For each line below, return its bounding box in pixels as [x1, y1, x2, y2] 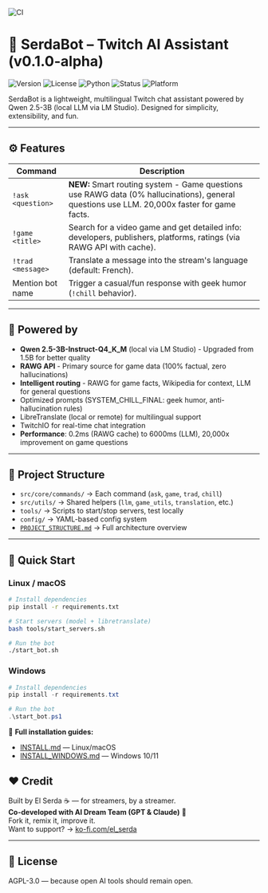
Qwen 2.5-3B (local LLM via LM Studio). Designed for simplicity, [8, 102, 219, 112]
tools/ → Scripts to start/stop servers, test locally [19, 506, 184, 516]
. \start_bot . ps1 [8, 713, 62, 721]
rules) [63, 403, 83, 413]
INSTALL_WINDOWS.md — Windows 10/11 [19, 751, 160, 761]
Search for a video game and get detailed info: [68, 222, 242, 233]
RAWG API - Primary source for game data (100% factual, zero [19, 361, 227, 371]
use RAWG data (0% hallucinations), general [68, 188, 235, 199]
